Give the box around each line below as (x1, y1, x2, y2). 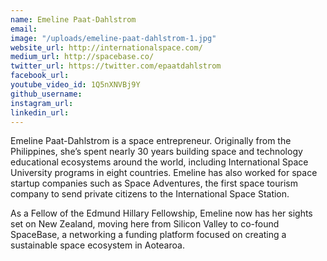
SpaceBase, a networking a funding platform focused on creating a (10, 229, 287, 241)
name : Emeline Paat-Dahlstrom (10, 14, 137, 25)
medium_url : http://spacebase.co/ (10, 52, 155, 62)
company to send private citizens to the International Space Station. (10, 188, 290, 200)
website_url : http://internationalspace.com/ (10, 42, 203, 53)
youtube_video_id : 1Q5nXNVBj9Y (10, 80, 141, 90)
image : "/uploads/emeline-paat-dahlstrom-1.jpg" (10, 33, 217, 43)
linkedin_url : (10, 107, 70, 118)
